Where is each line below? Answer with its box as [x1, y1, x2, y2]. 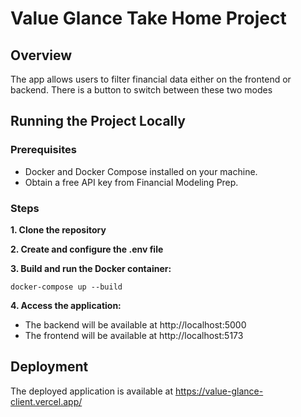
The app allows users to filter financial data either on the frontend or [10, 73, 292, 85]
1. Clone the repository [10, 223, 107, 236]
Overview [10, 47, 73, 64]
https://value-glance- [174, 385, 264, 397]
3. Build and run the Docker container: [10, 262, 172, 274]
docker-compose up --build [10, 282, 123, 292]
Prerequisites [10, 143, 77, 157]
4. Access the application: [10, 299, 122, 311]
